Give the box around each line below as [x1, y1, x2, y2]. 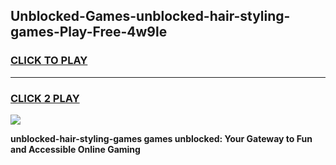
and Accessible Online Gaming [10, 143, 141, 155]
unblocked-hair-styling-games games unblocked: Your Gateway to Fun [10, 132, 313, 144]
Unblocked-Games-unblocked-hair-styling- [10, 8, 291, 25]
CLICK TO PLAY [10, 54, 88, 68]
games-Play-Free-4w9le [10, 24, 168, 41]
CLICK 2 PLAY [10, 91, 80, 105]
